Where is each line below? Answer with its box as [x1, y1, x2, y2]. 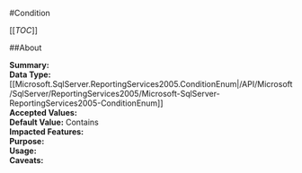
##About [9, 42, 42, 53]
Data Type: [9, 69, 51, 80]
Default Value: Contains [9, 117, 99, 127]
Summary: [9, 60, 49, 70]
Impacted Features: [9, 126, 84, 137]
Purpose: [9, 136, 45, 146]
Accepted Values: [9, 108, 78, 117]
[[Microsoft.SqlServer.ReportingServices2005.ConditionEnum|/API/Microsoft [9, 79, 293, 89]
